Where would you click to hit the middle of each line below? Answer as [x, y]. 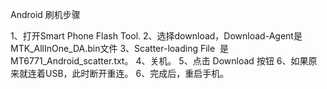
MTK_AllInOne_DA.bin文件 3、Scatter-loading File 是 [120, 48]
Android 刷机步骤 [45, 14]
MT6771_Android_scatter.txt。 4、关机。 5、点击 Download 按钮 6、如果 [159, 61]
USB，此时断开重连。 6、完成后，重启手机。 [137, 73]
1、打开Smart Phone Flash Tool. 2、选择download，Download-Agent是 [156, 36]
